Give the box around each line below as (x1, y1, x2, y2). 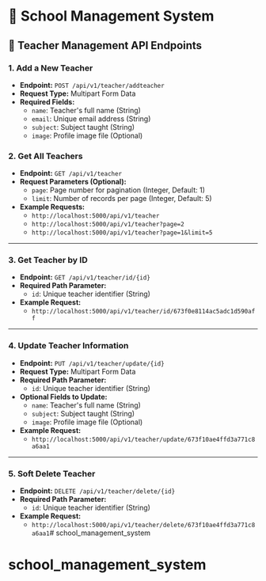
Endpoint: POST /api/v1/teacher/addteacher (19, 80, 165, 89)
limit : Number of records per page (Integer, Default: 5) (31, 194, 212, 203)
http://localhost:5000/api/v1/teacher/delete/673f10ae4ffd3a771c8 (31, 522, 256, 530)
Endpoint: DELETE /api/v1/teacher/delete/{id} (19, 486, 176, 496)
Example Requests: (19, 202, 85, 212)
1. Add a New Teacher (8, 63, 93, 74)
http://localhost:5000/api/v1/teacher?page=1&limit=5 (31, 229, 213, 237)
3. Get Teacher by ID (8, 255, 89, 266)
